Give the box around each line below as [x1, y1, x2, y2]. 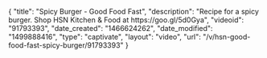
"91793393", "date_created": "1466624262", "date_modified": [8, 24, 213, 33]
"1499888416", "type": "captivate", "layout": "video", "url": [8, 32, 201, 41]
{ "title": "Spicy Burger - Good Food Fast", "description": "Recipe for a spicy [8, 7, 260, 16]
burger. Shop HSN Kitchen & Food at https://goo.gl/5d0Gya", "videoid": [8, 15, 244, 25]
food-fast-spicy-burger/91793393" [8, 41, 124, 50]
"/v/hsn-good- [202, 32, 251, 41]
